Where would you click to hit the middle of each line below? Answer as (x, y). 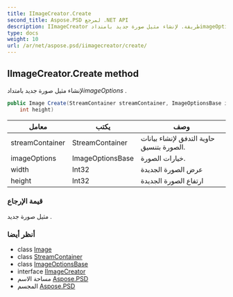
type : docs (23, 33)
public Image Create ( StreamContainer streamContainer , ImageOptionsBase (114, 103)
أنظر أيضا (21, 234)
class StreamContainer (50, 257)
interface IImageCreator (51, 271)
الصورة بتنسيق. (163, 147)
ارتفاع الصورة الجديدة (172, 181)
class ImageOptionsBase (53, 264)
